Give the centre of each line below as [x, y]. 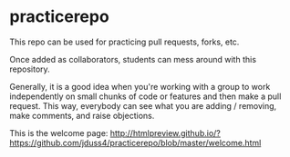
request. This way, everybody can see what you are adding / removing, [143, 105]
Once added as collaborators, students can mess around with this [133, 59]
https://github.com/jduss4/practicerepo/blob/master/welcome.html [135, 142]
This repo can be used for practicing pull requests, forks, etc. [124, 42]
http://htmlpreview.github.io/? [165, 132]
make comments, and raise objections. [82, 115]
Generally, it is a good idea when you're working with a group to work [140, 86]
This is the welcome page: [59, 132]
